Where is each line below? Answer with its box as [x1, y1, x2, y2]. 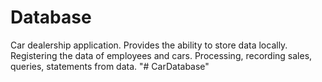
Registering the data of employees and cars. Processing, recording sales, [10, 49, 313, 61]
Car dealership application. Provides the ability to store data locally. [10, 39, 288, 51]
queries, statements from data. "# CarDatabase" [10, 60, 210, 72]
